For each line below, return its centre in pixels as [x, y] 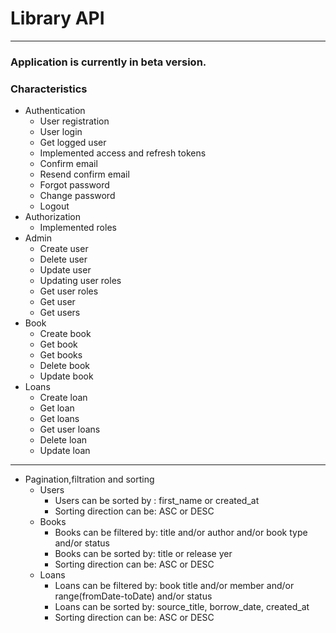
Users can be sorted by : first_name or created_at [157, 501]
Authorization [53, 217]
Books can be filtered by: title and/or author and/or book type [181, 533]
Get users [60, 313]
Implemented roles [78, 228]
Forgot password [74, 185]
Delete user [63, 259]
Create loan [63, 398]
